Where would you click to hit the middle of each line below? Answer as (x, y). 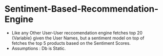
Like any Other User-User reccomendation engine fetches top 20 (77, 33)
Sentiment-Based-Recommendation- (81, 9)
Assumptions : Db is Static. (39, 48)
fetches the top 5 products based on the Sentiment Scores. (71, 43)
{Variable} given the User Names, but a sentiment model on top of (78, 38)
